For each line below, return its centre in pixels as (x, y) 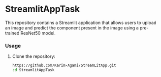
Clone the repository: (34, 56)
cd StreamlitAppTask (33, 70)
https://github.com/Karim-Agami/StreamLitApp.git (64, 65)
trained (12, 33)
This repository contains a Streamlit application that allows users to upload (81, 23)
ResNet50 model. (38, 33)
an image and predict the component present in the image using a (72, 27)
